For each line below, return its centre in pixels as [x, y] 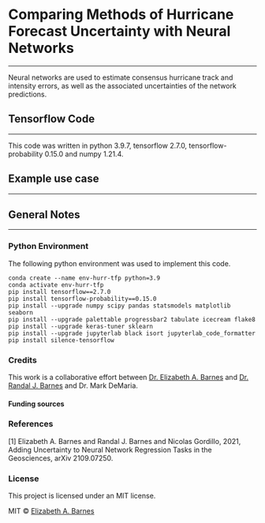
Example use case [54, 179]
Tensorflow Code [52, 119]
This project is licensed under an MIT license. [82, 496]
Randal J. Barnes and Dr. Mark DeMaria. [73, 386]
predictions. [28, 94]
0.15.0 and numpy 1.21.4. [84, 154]
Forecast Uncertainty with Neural [119, 31]
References [31, 424]
